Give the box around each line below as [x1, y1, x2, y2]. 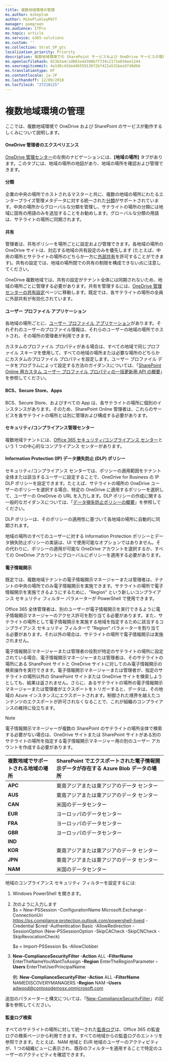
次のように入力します [12, 901, 57, 907]
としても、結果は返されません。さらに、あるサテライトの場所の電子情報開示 [5, 680, 163, 686]
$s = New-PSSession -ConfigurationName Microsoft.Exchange [12, 907, 143, 913]
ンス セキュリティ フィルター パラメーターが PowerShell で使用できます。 [5, 595, 157, 601]
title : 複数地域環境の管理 [5, 7, 55, 13]
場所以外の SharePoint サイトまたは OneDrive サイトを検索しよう [27, 673, 162, 679]
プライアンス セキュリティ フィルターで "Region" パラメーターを [9, 625, 142, 631]
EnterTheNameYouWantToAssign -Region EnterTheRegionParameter [12, 958, 155, 964]
